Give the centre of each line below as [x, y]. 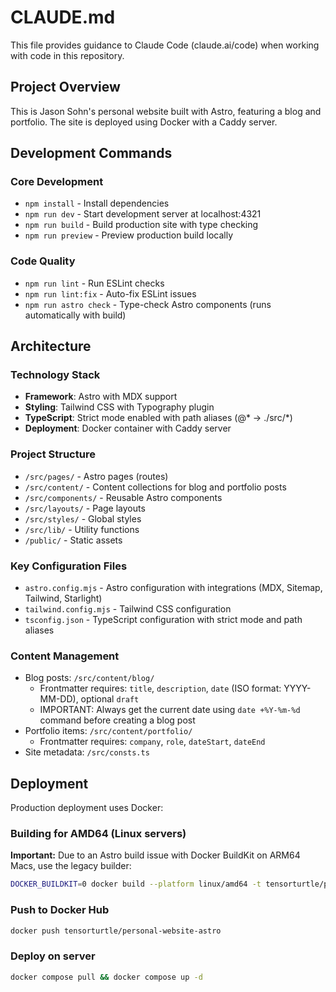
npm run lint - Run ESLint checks [94, 283]
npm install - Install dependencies [97, 203]
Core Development [57, 182]
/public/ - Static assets [73, 540]
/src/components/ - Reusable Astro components [123, 497]
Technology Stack [55, 375]
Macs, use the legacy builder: [71, 866]
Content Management [65, 656]
